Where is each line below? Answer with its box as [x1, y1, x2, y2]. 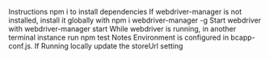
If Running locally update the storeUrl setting [34, 41, 183, 51]
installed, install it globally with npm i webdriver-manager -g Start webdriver [8, 15, 262, 25]
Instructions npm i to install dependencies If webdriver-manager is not [8, 7, 242, 16]
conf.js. [8, 41, 33, 51]
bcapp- [230, 32, 256, 42]
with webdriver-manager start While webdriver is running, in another [8, 24, 237, 33]
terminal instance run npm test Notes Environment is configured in [8, 32, 229, 42]
